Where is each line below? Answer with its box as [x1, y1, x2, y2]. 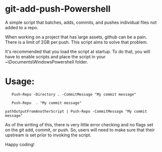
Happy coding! [5, 141, 35, 147]
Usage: [5, 76, 35, 87]
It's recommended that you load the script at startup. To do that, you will [5, 49, 150, 54]
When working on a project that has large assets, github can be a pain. [5, 34, 147, 40]
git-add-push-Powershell [5, 3, 111, 15]
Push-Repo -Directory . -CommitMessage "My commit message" [11, 92, 137, 97]
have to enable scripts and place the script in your [5, 53, 106, 59]
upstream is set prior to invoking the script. [5, 132, 92, 138]
